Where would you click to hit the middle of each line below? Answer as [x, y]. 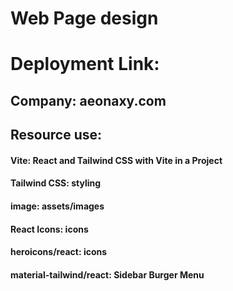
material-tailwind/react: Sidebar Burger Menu [107, 274]
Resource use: [56, 135]
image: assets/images [57, 206]
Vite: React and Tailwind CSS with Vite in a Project [116, 160]
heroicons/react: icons [59, 252]
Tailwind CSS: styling [56, 183]
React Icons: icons [49, 229]
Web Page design [84, 18]
